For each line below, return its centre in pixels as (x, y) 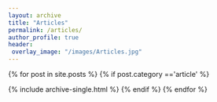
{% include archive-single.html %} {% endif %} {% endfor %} (108, 89)
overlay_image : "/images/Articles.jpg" (77, 52)
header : (21, 45)
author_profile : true (44, 37)
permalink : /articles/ (45, 30)
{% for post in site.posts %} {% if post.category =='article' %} (109, 74)
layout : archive (35, 15)
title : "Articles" (38, 23)
